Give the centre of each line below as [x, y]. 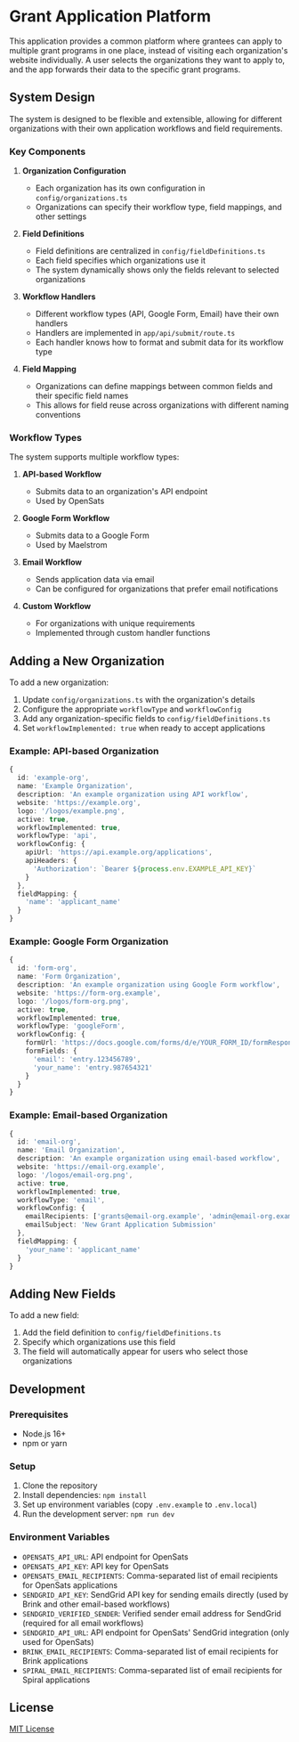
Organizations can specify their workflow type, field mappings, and [158, 208]
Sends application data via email [95, 580]
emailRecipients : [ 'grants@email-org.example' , [115, 1217]
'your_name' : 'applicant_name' [83, 1250]
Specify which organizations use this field [99, 1342]
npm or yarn [44, 1443]
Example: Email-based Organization [89, 1115]
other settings [61, 216]
